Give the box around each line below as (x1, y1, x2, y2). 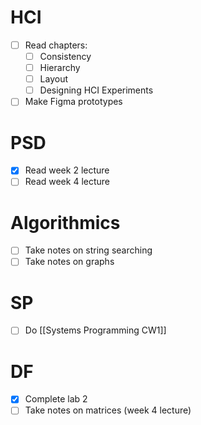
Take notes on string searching (24, 244, 153, 256)
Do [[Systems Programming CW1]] (24, 324, 167, 336)
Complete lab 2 (24, 393, 88, 405)
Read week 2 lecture (24, 164, 110, 176)
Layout (39, 73, 68, 85)
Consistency (39, 51, 92, 62)
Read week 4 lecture (24, 176, 110, 188)
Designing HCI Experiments (39, 84, 154, 96)
